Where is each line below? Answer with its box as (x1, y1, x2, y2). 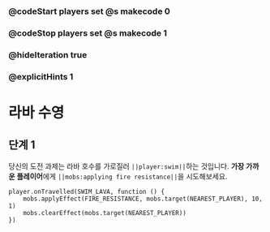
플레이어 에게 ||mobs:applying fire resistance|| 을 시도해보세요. (16, 171, 228, 181)
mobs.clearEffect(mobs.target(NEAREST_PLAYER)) (23, 208, 186, 217)
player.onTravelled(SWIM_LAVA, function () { (8, 187, 165, 195)
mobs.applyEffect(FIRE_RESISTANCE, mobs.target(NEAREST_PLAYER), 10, (23, 195, 264, 203)
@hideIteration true (8, 49, 88, 60)
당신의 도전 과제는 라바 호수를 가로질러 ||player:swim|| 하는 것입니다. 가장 (8, 161, 245, 171)
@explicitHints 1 (8, 71, 74, 82)
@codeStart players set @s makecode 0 (8, 6, 170, 17)
